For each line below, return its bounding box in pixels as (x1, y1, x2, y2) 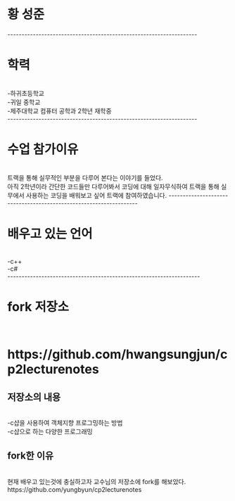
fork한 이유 (7, 450, 54, 462)
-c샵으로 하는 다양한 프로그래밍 (7, 427, 93, 436)
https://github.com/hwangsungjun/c (7, 346, 228, 362)
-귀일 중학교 (7, 98, 41, 106)
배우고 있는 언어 (7, 226, 93, 241)
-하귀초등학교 (7, 89, 44, 97)
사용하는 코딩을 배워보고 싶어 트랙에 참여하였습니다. (25, 191, 167, 199)
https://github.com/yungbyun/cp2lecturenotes (7, 485, 142, 493)
